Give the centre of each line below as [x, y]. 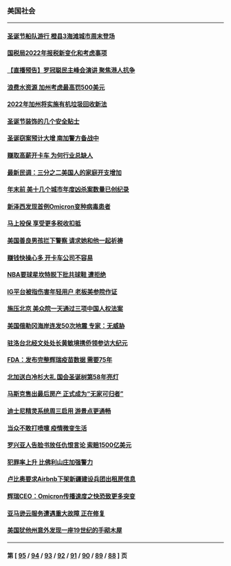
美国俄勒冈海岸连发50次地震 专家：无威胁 [66, 326]
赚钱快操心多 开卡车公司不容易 [50, 258]
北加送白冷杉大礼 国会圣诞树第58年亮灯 [63, 377]
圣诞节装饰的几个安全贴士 [43, 121]
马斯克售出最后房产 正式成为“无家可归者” [65, 394]
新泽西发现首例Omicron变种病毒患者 [59, 206]
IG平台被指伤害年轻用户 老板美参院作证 [62, 291]
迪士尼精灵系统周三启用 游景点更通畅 [59, 410]
